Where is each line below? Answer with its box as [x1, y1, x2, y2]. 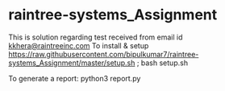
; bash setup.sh [136, 58, 188, 68]
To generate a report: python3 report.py [8, 73, 141, 83]
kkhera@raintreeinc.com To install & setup [8, 40, 149, 50]
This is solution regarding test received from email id [8, 32, 183, 42]
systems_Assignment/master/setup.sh [8, 58, 135, 68]
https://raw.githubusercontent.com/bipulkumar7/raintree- [8, 49, 199, 59]
